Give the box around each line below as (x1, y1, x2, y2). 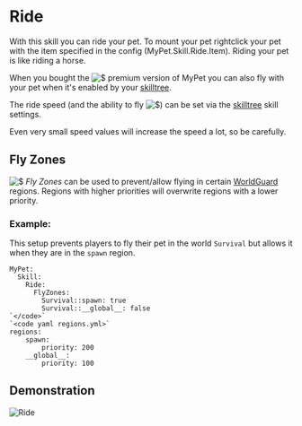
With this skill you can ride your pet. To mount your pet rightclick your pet (9, 36, 281, 47)
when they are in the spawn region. (9, 248, 136, 258)
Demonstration (9, 383, 96, 398)
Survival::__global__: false (41, 304, 151, 313)
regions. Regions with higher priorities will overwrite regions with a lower (9, 186, 279, 196)
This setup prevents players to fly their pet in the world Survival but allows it (9, 238, 294, 248)
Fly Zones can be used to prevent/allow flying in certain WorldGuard (25, 176, 279, 187)
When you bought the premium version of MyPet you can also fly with (9, 72, 285, 83)
